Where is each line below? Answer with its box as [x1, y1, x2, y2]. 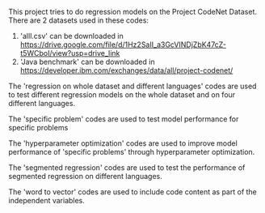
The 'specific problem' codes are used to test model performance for [8, 114, 239, 124]
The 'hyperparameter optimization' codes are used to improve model [8, 138, 238, 148]
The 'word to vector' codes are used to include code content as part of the [8, 187, 257, 197]
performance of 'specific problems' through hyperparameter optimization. [8, 147, 255, 156]
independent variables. [8, 196, 85, 205]
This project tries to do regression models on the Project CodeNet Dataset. [8, 7, 257, 16]
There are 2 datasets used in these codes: [8, 15, 149, 25]
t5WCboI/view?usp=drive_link [19, 49, 120, 58]
